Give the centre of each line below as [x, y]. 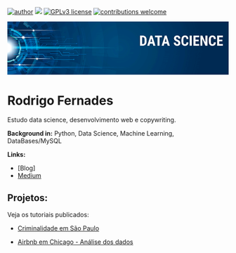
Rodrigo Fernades [60, 100]
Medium [29, 176]
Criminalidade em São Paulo [58, 228]
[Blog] [26, 168]
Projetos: [27, 198]
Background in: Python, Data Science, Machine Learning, [91, 134]
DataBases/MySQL [34, 141]
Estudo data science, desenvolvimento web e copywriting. [92, 120]
